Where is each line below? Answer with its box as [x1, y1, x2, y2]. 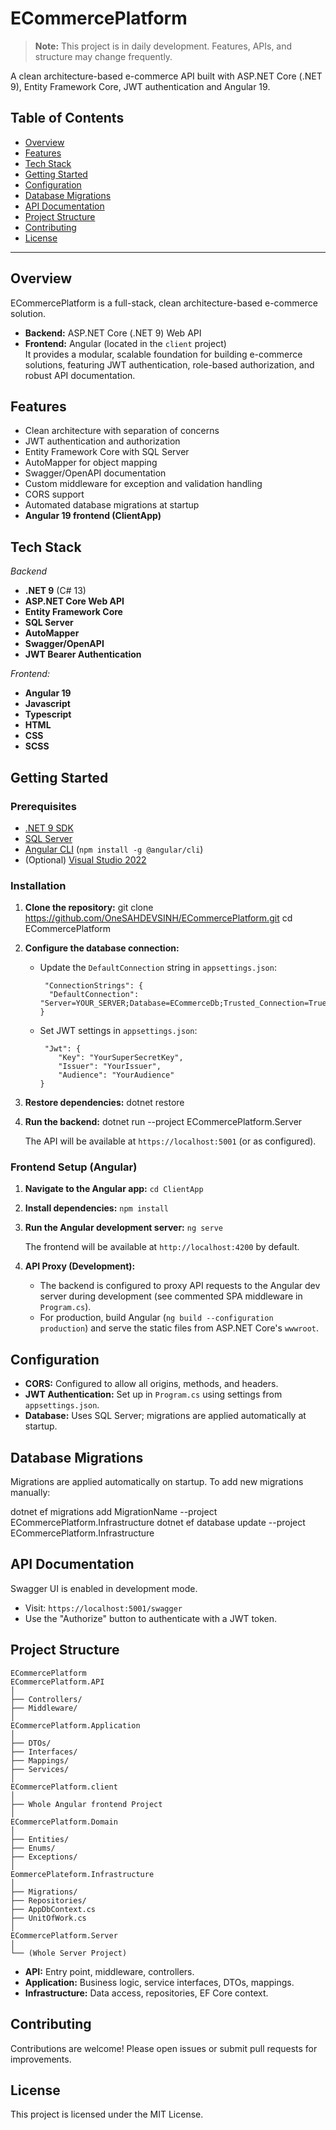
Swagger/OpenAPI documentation [24, 467, 167, 479]
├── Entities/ [10, 1834, 70, 1844]
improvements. [10, 2053, 72, 2065]
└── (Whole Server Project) [10, 1948, 128, 1958]
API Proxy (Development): [24, 1260, 136, 1272]
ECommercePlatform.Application [10, 1720, 141, 1731]
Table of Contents [10, 110, 125, 127]
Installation [10, 878, 67, 892]
